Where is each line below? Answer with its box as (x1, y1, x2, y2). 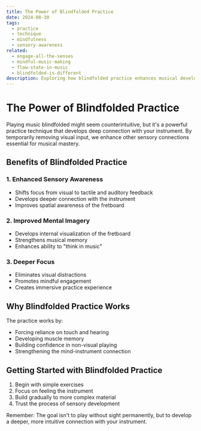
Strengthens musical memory (14, 237, 88, 244)
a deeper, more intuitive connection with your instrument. (6, 418, 148, 425)
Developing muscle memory (14, 335, 84, 343)
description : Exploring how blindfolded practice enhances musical (6, 75, 178, 81)
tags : (6, 20, 20, 26)
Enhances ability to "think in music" (14, 243, 103, 250)
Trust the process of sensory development (14, 400, 120, 407)
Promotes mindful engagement (14, 277, 92, 285)
